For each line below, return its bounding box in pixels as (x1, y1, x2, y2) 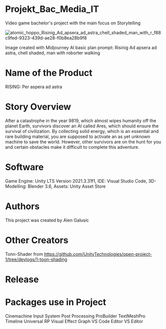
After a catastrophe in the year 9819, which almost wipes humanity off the (5, 117, 157, 123)
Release (5, 274, 39, 285)
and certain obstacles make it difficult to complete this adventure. (5, 144, 140, 150)
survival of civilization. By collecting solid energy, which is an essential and (5, 128, 159, 134)
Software (5, 162, 44, 173)
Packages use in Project (5, 297, 106, 308)
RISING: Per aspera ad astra (5, 84, 63, 90)
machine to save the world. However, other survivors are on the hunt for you (5, 138, 162, 145)
